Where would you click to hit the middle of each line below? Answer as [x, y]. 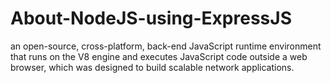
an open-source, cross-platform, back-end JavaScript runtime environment [166, 46]
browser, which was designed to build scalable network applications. [152, 67]
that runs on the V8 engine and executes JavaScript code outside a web [159, 56]
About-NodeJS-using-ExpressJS [151, 18]
